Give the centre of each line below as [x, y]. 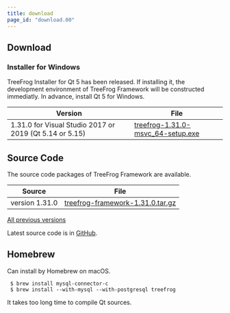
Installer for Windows [44, 67]
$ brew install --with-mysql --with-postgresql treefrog [93, 289]
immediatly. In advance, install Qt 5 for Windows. [76, 97]
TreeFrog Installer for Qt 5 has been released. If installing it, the [96, 82]
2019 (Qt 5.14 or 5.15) [48, 134]
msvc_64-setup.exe [167, 134]
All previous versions [37, 220]
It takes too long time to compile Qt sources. [69, 302]
